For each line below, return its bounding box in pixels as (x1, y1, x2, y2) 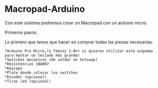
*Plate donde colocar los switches (4, 70, 78, 75)
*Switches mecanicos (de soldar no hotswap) (4, 57, 98, 62)
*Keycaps (4, 66, 23, 71)
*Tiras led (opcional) (4, 79, 51, 84)
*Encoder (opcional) (4, 74, 47, 80)
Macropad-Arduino (4, 3, 85, 15)
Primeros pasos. (4, 29, 38, 35)
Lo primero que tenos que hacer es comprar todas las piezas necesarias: (4, 39, 154, 45)
